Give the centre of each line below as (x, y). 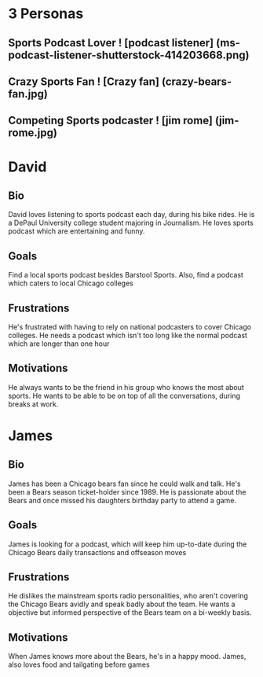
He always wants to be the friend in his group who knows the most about (126, 387)
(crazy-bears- (197, 81)
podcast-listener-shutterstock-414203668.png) (129, 55)
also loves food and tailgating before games (79, 664)
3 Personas (46, 14)
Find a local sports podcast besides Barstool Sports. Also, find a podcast (126, 275)
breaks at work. (33, 404)
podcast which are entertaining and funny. (77, 231)
